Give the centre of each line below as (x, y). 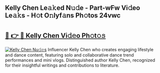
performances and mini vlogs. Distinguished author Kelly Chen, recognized (80, 60)
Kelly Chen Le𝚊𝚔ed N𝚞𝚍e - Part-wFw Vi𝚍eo (72, 8)
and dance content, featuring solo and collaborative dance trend (70, 55)
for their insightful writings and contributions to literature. (62, 65)
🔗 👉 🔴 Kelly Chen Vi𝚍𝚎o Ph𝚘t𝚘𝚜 (55, 36)
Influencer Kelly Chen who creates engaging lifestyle (101, 50)
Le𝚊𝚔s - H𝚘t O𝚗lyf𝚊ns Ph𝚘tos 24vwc (63, 16)
